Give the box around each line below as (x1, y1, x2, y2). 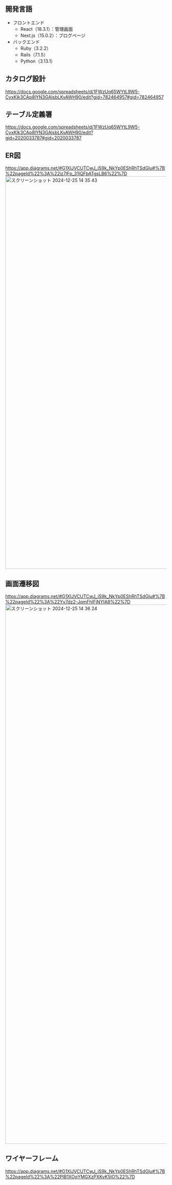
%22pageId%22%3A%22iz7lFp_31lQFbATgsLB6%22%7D (5, 171, 127, 177)
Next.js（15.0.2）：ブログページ (20, 32, 86, 39)
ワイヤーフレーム (5, 1154, 59, 1163)
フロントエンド (12, 20, 45, 26)
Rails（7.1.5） (20, 51, 49, 58)
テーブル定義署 (5, 110, 52, 119)
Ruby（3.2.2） (20, 45, 51, 51)
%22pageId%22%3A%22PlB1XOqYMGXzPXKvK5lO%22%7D (5, 1173, 136, 1180)
